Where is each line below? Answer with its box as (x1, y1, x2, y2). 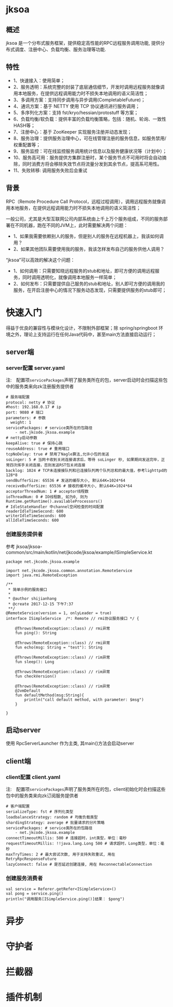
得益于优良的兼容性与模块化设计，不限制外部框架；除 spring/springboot (6, 325, 158, 331)
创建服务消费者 (6, 875, 43, 882)
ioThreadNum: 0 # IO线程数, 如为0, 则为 (6, 495, 88, 500)
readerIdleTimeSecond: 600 (6, 509, 64, 514)
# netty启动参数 (6, 435, 37, 441)
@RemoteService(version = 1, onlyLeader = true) (6, 610, 112, 616)
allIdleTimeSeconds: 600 (6, 518, 59, 523)
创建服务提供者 (6, 530, 43, 538)
